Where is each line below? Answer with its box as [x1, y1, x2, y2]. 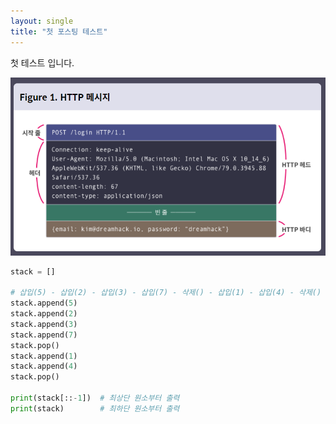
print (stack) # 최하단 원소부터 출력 [10, 403, 180, 414]
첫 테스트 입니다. [10, 56, 75, 69]
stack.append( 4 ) [10, 361, 78, 372]
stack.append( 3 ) [10, 319, 78, 329]
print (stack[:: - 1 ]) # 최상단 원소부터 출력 [10, 393, 180, 404]
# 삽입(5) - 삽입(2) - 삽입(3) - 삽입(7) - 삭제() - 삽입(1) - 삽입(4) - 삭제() [10, 288, 322, 298]
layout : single [10, 16, 74, 26]
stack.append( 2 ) [10, 309, 78, 319]
